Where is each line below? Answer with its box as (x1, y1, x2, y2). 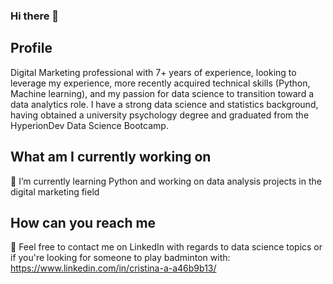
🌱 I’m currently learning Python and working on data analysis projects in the (10, 175, 322, 187)
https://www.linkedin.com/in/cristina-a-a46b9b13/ (10, 262, 217, 274)
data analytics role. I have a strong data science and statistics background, (10, 98, 319, 110)
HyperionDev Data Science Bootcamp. (10, 119, 169, 131)
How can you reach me (10, 214, 157, 231)
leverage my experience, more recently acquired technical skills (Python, (10, 77, 311, 89)
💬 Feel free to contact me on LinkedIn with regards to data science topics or (10, 241, 323, 253)
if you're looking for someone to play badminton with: (10, 252, 231, 264)
